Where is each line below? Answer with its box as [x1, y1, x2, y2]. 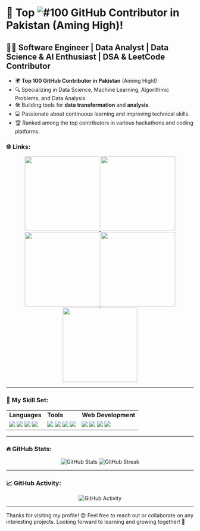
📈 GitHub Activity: [6, 479, 61, 487]
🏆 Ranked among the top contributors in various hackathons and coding [14, 119, 193, 126]
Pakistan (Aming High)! [6, 18, 124, 32]
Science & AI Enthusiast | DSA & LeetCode [6, 51, 165, 62]
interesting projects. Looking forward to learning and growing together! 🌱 [6, 518, 186, 526]
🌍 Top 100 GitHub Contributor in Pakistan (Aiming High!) [14, 77, 158, 84]
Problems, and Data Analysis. [14, 95, 87, 101]
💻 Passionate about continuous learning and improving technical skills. [14, 110, 190, 117]
